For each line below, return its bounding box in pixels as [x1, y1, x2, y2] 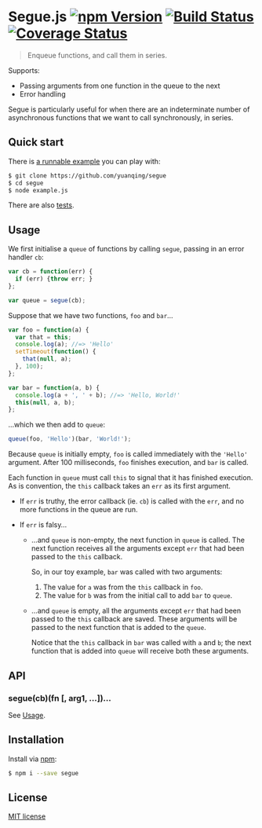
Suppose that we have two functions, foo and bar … [8, 310, 174, 320]
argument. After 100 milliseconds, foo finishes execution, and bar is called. [8, 458, 249, 467]
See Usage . [8, 710, 45, 720]
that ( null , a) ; [22, 355, 72, 363]
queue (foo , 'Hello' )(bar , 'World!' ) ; [8, 435, 132, 443]
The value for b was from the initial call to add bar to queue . [42, 591, 233, 600]
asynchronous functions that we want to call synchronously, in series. [8, 112, 234, 122]
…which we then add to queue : [8, 420, 106, 430]
